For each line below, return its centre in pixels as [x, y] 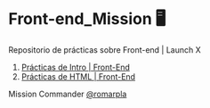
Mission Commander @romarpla [68, 94]
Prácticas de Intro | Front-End [75, 67]
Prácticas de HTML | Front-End [78, 76]
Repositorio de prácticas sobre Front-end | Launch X [105, 50]
